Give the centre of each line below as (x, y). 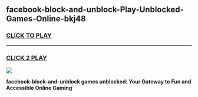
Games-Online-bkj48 (46, 19)
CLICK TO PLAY (29, 36)
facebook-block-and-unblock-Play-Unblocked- (95, 10)
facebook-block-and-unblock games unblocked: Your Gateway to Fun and (99, 81)
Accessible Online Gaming (39, 88)
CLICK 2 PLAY (27, 58)
